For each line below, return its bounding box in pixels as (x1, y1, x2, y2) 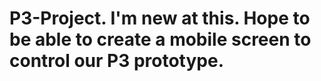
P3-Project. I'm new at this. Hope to (9, 7, 311, 30)
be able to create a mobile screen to (9, 28, 312, 51)
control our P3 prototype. (9, 50, 225, 72)
